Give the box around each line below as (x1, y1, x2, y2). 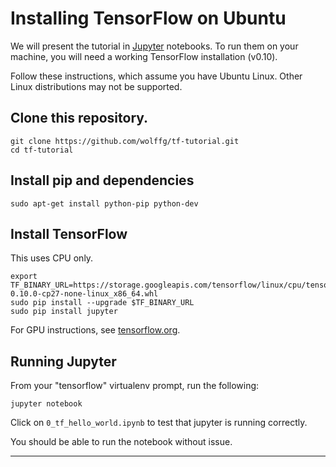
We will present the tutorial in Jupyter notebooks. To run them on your (10, 40, 299, 52)
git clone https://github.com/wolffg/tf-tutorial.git (10, 136, 240, 146)
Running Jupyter (10, 353, 117, 370)
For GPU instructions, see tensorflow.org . (10, 324, 181, 336)
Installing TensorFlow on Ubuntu (10, 7, 287, 30)
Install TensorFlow (10, 225, 128, 242)
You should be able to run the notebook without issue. (10, 436, 233, 448)
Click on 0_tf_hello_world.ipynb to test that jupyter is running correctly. (10, 417, 308, 429)
